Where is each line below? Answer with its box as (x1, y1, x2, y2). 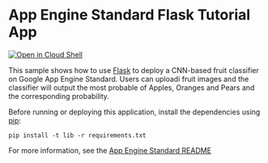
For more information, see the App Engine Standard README (8, 145, 212, 155)
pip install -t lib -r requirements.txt (8, 131, 147, 139)
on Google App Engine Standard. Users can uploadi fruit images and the (8, 74, 249, 84)
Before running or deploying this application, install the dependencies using (8, 107, 261, 117)
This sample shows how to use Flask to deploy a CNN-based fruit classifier (8, 65, 259, 75)
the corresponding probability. (8, 91, 109, 101)
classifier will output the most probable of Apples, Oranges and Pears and (8, 83, 255, 92)
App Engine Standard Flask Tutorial (8, 6, 251, 24)
